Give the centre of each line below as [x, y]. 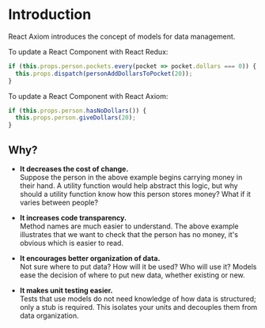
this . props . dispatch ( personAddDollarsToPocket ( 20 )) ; [104, 74]
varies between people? [59, 202]
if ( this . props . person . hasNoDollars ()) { [78, 111]
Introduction [50, 15]
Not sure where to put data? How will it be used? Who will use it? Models [138, 267]
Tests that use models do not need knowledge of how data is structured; [138, 299]
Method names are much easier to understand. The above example [129, 226]
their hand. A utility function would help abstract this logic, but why [129, 186]
